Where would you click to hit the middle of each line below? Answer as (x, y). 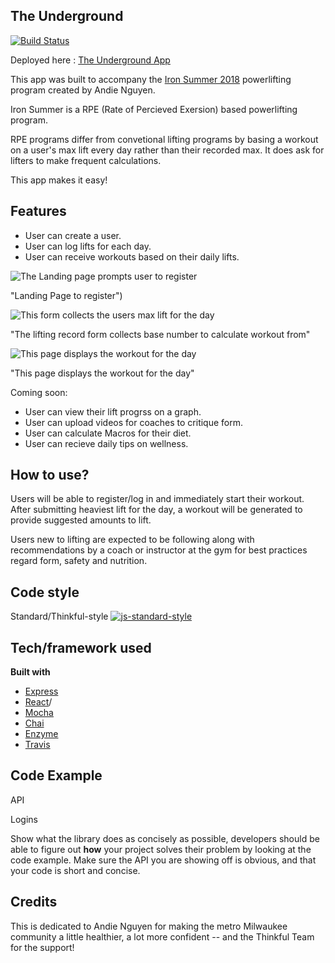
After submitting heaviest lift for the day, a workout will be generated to (156, 510)
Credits (34, 902)
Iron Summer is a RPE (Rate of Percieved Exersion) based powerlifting (154, 109)
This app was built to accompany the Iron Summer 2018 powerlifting (151, 79)
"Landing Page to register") (66, 295)
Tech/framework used (81, 647)
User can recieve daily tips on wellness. (106, 443)
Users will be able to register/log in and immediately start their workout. (157, 499)
